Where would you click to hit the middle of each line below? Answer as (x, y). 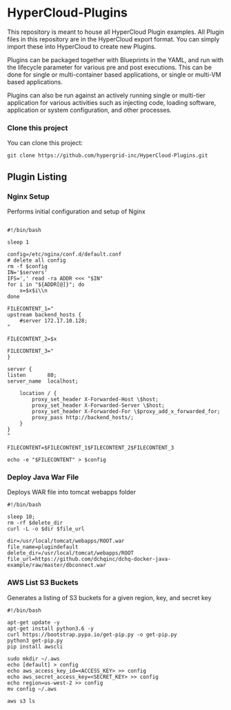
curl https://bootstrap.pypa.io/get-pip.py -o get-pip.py (92, 634)
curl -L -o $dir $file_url (46, 529)
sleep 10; (21, 517)
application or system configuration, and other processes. (90, 110)
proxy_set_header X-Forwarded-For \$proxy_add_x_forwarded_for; (126, 411)
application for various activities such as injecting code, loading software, (112, 102)
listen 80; (32, 375)
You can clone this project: (45, 143)
